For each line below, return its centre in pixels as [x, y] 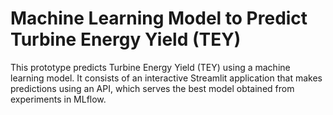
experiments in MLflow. [58, 99]
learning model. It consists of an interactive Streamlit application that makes [166, 78]
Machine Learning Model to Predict [159, 18]
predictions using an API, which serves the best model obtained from [152, 88]
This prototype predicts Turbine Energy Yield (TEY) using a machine [150, 67]
